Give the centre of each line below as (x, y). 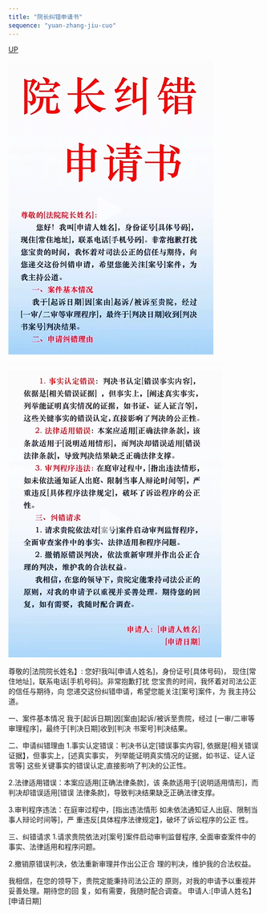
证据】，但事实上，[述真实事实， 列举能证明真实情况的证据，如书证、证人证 (132, 755)
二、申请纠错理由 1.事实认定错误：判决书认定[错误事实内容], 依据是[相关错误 (133, 745)
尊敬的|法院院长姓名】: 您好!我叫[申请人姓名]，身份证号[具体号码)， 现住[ (129, 671)
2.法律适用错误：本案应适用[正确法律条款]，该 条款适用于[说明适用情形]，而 (133, 782)
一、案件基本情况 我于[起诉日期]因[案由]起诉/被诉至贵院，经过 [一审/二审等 (131, 718)
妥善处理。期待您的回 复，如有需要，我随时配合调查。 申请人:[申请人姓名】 (132, 891)
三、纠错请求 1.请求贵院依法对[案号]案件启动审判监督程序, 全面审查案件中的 (132, 836)
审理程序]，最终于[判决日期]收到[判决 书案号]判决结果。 (100, 728)
